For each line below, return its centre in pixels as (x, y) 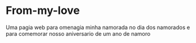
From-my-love (43, 11)
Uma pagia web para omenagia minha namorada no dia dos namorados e (98, 27)
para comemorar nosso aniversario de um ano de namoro (78, 33)
